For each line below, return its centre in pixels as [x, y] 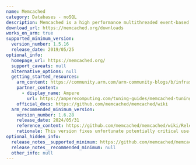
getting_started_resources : [45, 77]
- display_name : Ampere [50, 93]
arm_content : [32, 82]
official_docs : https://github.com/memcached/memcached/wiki [92, 104]
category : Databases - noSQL [41, 17]
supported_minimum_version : [40, 39]
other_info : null [32, 153]
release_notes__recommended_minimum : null [64, 147]
